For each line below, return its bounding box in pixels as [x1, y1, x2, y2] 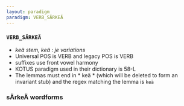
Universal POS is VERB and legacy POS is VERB [14, 52, 134, 60]
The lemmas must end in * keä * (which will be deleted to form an [14, 71, 178, 78]
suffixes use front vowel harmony [14, 59, 98, 66]
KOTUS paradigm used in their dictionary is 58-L [14, 65, 136, 72]
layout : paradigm [6, 8, 50, 15]
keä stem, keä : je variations [14, 46, 86, 53]
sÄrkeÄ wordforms [6, 93, 63, 101]
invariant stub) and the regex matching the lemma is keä [14, 78, 154, 85]
